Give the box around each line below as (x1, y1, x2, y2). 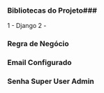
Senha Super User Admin (7, 76, 94, 86)
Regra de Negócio (7, 39, 70, 49)
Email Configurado (7, 58, 72, 68)
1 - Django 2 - (7, 22, 47, 30)
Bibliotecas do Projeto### (7, 6, 98, 15)
